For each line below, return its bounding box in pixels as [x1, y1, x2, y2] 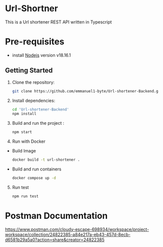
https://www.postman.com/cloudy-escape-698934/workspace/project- [5, 226, 149, 232]
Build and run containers [12, 166, 62, 172]
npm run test [12, 193, 39, 199]
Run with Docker [12, 138, 46, 144]
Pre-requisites [5, 36, 65, 47]
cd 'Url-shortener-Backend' [12, 107, 69, 112]
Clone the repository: [12, 79, 55, 85]
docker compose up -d [12, 176, 56, 181]
